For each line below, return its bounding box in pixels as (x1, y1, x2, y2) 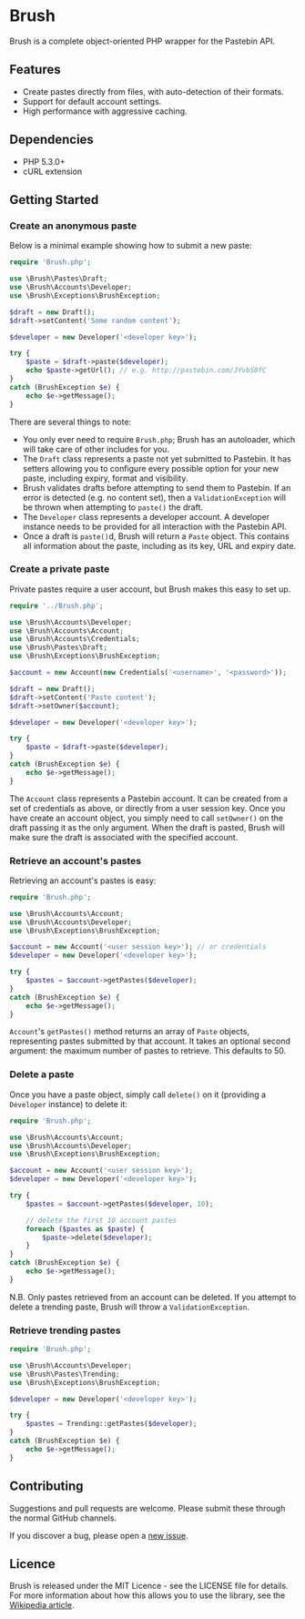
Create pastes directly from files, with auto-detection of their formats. (22, 86, 284, 97)
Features (9, 62, 61, 77)
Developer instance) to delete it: (9, 1098, 127, 1109)
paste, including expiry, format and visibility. (22, 473, 188, 484)
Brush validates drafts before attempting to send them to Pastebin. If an (22, 482, 291, 493)
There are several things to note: (9, 416, 132, 427)
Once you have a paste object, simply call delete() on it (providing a (9, 1089, 267, 1100)
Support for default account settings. (22, 96, 162, 107)
